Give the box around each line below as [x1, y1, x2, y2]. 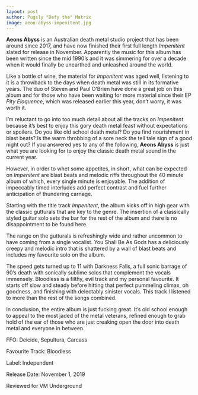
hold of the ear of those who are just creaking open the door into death [6, 318, 180, 326]
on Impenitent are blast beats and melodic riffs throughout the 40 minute [6, 172, 184, 179]
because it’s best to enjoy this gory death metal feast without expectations [6, 122, 188, 129]
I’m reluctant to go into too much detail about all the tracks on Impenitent [6, 116, 184, 123]
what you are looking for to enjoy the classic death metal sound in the [6, 147, 176, 154]
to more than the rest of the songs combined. [6, 295, 117, 302]
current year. [6, 154, 37, 161]
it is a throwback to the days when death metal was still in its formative [6, 79, 179, 86]
